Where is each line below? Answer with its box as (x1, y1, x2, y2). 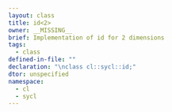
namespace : (8, 77, 44, 85)
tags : (8, 41, 26, 49)
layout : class (8, 11, 55, 20)
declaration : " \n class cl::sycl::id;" (8, 63, 136, 71)
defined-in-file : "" (8, 56, 77, 64)
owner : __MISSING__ (8, 26, 73, 34)
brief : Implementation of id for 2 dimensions (8, 33, 165, 42)
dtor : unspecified (8, 70, 69, 78)
